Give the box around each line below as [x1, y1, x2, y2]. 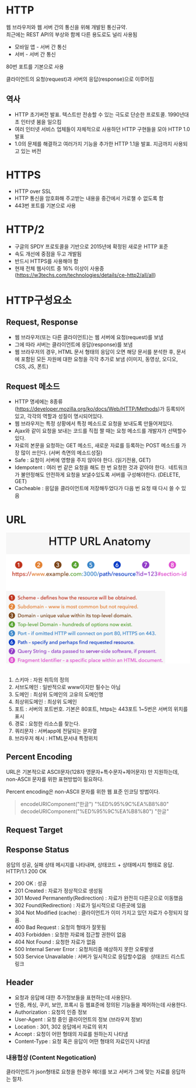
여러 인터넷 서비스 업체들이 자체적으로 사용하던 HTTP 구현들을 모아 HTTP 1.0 [14, 125, 190, 132]
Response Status [6, 845, 69, 855]
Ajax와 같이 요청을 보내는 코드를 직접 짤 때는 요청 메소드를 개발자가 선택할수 [14, 428, 187, 435]
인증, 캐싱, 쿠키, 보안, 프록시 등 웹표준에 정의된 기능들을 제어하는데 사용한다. [14, 1001, 187, 1008]
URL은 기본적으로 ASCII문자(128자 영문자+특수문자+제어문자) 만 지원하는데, [6, 768, 179, 775]
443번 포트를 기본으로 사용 [14, 202, 76, 209]
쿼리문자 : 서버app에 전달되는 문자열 [14, 727, 97, 734]
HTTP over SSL [14, 188, 52, 195]
